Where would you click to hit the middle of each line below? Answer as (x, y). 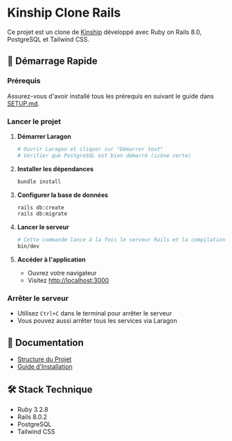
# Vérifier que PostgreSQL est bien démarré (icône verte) (104, 155)
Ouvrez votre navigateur (62, 273)
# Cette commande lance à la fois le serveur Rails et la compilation (121, 240)
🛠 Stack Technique (50, 389)
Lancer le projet (34, 121)
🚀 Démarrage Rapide (53, 61)
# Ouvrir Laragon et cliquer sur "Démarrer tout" (90, 149)
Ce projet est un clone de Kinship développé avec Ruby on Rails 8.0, (105, 32)
